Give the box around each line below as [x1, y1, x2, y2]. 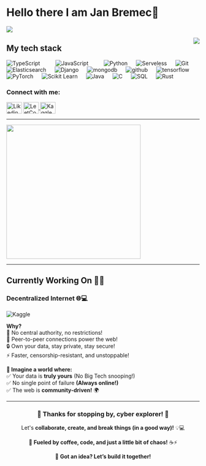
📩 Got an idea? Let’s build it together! [55, 453, 151, 460]
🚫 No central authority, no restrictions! [6, 329, 103, 336]
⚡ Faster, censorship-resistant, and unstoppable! [6, 351, 130, 359]
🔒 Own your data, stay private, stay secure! [6, 342, 115, 349]
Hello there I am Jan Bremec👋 [6, 6, 159, 20]
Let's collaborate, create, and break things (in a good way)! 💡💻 [21, 424, 185, 432]
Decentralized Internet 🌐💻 [6, 294, 88, 303]
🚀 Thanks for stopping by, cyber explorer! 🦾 [37, 410, 169, 418]
